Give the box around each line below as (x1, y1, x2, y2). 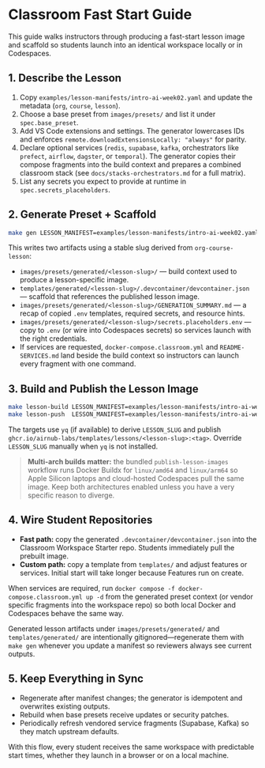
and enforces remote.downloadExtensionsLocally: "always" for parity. (19, 134, 247, 144)
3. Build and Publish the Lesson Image (8, 382, 199, 395)
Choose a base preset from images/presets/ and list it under (19, 109, 216, 119)
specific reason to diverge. (27, 490, 115, 500)
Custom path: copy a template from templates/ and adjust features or (19, 559, 248, 569)
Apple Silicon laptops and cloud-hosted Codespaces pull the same (27, 474, 244, 483)
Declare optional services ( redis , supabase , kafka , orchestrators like (19, 142, 239, 152)
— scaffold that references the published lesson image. (19, 292, 200, 301)
